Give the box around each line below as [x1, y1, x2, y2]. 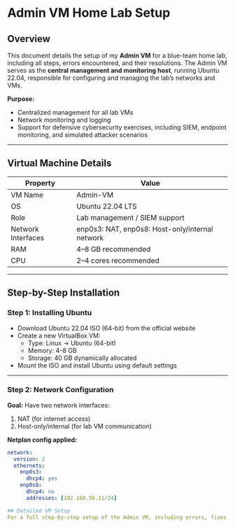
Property [24, 178, 56, 188]
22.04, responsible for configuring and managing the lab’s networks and [7, 74, 215, 82]
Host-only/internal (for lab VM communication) [17, 422, 152, 430]
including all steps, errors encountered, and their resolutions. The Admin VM [7, 59, 227, 67]
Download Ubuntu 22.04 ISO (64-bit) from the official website [17, 324, 196, 332]
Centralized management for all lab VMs [17, 109, 134, 116]
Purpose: [7, 95, 35, 103]
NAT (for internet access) [17, 415, 91, 423]
